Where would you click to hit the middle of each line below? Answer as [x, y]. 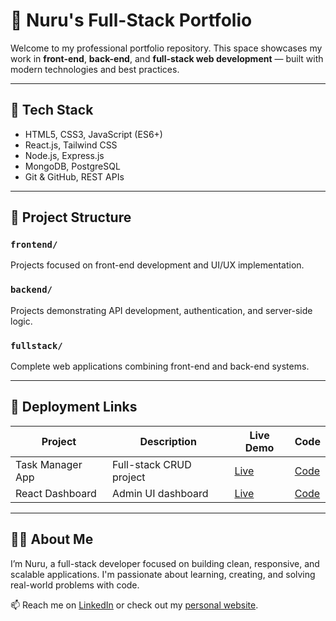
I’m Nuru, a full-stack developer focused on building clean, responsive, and [165, 563]
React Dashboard [56, 493]
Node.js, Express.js [64, 155]
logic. [21, 321]
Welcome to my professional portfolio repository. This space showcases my [166, 48]
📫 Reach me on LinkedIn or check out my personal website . [134, 605]
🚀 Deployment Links [74, 407]
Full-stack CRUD [151, 464]
